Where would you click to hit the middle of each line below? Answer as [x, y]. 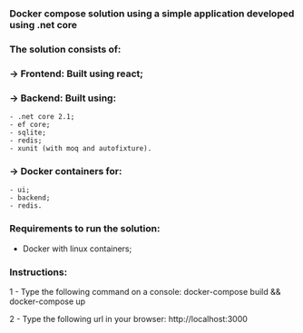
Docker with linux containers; [77, 249]
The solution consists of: [65, 49]
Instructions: [39, 272]
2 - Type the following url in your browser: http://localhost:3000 [128, 318]
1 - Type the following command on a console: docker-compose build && [145, 291]
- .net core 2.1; [42, 117]
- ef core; [30, 125]
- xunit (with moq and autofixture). [81, 149]
